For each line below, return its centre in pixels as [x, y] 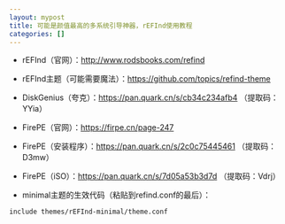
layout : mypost [37, 17]
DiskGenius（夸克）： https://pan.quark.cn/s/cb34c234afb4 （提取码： [150, 97]
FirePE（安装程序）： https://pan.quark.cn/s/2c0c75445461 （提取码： [149, 146]
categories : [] [37, 34]
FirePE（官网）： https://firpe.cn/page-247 [98, 127]
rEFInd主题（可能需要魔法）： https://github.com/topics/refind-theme [146, 79]
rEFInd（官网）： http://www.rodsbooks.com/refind [113, 60]
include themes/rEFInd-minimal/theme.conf [89, 212]
